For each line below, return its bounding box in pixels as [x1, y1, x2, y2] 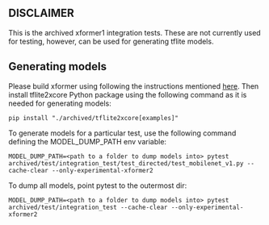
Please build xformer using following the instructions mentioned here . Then [8, 81, 259, 91]
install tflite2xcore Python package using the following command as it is [8, 90, 247, 99]
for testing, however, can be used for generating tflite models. [8, 36, 214, 46]
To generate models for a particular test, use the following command [8, 128, 237, 138]
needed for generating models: [8, 98, 111, 108]
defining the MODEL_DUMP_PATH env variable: [8, 136, 167, 146]
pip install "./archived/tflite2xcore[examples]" [8, 114, 179, 122]
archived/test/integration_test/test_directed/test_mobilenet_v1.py [8, 159, 244, 168]
